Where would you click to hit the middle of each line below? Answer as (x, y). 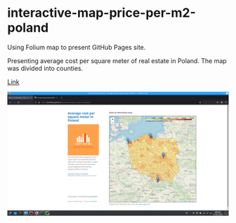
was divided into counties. (45, 68)
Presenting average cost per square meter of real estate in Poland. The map (117, 60)
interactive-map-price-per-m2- (101, 13)
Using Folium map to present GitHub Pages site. (77, 47)
